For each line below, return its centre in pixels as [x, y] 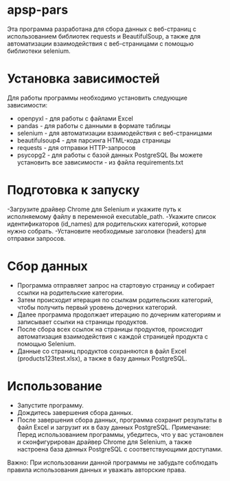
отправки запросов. [36, 238]
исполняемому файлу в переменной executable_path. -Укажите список [112, 216]
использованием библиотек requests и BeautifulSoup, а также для [104, 36]
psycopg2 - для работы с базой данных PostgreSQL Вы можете [110, 155]
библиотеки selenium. [39, 51]
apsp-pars [38, 10]
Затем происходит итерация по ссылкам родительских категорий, [115, 300]
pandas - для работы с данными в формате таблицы [94, 125]
